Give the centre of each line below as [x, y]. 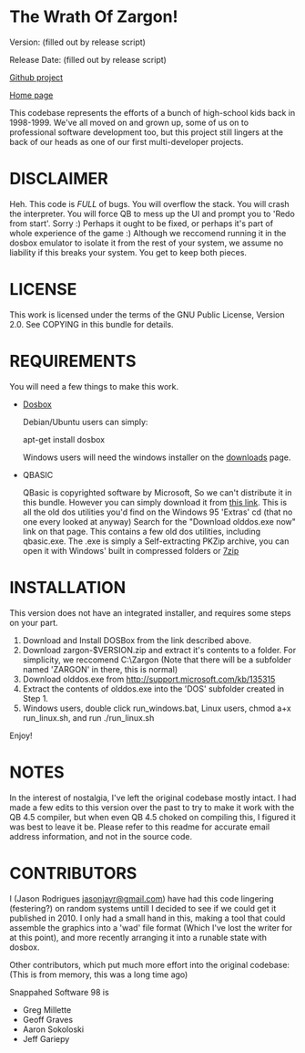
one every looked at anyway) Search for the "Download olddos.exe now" [159, 521]
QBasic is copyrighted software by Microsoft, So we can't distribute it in [157, 492]
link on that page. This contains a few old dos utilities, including [142, 531]
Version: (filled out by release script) [77, 42]
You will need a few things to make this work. [94, 386]
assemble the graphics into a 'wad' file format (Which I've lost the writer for [151, 927]
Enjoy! [21, 735]
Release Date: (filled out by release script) [88, 59]
